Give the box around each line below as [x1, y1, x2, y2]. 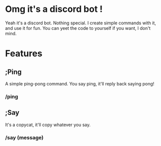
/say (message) [5, 134, 44, 141]
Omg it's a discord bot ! [5, 3, 103, 15]
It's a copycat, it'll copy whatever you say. [5, 122, 91, 128]
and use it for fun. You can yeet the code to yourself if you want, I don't [5, 25, 151, 31]
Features [5, 48, 43, 59]
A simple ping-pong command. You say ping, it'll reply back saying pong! [5, 80, 155, 86]
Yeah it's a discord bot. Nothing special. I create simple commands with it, [5, 20, 156, 26]
